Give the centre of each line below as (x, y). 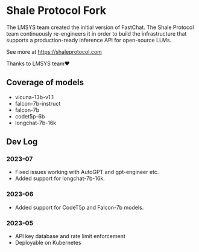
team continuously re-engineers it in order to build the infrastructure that (96, 33)
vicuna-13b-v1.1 (34, 97)
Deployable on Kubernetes (48, 243)
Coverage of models (45, 82)
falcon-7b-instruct (38, 103)
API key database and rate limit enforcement (70, 236)
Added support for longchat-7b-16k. (60, 178)
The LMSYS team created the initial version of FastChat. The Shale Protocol (100, 27)
